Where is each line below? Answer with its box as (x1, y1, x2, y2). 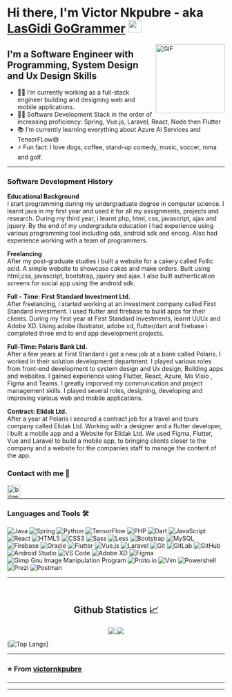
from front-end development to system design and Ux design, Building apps (7, 365, 224, 373)
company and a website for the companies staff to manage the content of (7, 444, 217, 452)
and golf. (17, 153, 43, 161)
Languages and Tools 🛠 (7, 508, 90, 518)
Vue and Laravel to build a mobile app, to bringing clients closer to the (7, 437, 206, 445)
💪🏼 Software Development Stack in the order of (17, 111, 153, 118)
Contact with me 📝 (7, 468, 70, 478)
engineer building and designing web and (17, 95, 136, 104)
